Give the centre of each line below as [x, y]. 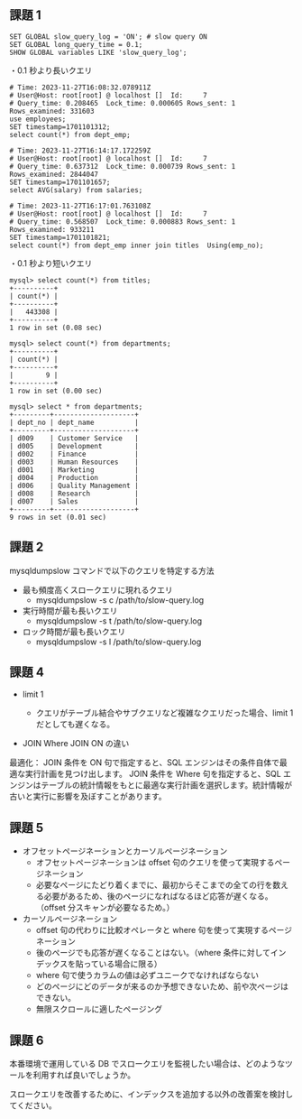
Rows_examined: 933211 [52, 229]
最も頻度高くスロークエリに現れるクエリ [97, 589]
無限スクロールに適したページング [99, 1009]
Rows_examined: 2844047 [54, 174]
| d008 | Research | [74, 494]
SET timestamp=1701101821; [60, 237]
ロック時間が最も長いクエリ [74, 631]
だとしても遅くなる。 [75, 725]
